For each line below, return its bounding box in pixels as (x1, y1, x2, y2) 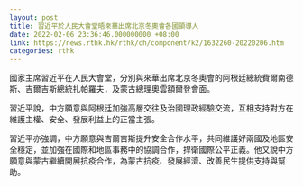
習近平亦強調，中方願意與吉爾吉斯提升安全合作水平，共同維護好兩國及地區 (9, 133, 286, 144)
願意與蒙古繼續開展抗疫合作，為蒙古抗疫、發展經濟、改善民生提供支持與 (9, 155, 278, 166)
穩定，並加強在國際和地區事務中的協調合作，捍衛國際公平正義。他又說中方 (16, 145, 294, 155)
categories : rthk (9, 47, 75, 56)
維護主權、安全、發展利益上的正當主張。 (9, 114, 160, 125)
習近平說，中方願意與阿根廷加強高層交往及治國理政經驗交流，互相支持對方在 (9, 102, 294, 113)
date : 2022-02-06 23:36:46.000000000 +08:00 (9, 30, 179, 39)
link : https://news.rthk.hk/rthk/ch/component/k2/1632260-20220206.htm (9, 38, 284, 48)
